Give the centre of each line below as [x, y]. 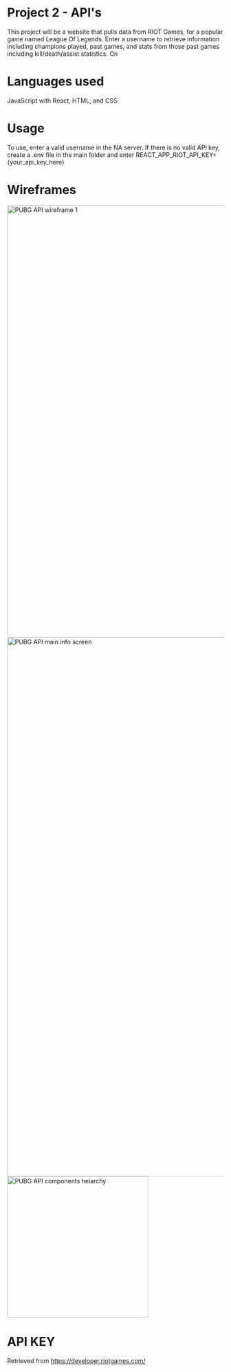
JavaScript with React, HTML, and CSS [63, 101]
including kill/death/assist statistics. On [63, 54]
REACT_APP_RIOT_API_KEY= [176, 155]
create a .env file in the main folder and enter [71, 155]
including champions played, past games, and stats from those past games [113, 46]
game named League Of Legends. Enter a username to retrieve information [113, 39]
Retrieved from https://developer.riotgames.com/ [76, 1360]
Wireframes [42, 190]
